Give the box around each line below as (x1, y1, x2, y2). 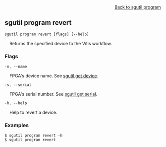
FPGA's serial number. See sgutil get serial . (9, 91, 98, 97)
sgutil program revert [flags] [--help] (4, 32, 90, 37)
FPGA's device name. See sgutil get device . (9, 73, 99, 79)
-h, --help (4, 101, 27, 106)
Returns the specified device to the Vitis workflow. (9, 40, 112, 46)
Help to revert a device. (9, 109, 57, 116)
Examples (4, 122, 29, 129)
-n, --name (4, 64, 27, 69)
